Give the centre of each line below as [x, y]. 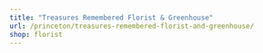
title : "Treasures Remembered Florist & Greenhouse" [111, 18]
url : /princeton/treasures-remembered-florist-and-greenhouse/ [132, 26]
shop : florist [36, 34]
